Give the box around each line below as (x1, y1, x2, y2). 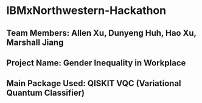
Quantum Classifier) (6, 88, 85, 98)
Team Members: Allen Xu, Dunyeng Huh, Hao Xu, (6, 28, 197, 38)
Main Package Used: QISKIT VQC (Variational (6, 78, 181, 88)
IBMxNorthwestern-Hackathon (6, 4, 167, 18)
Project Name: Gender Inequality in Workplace (6, 58, 186, 68)
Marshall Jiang (6, 37, 64, 47)
